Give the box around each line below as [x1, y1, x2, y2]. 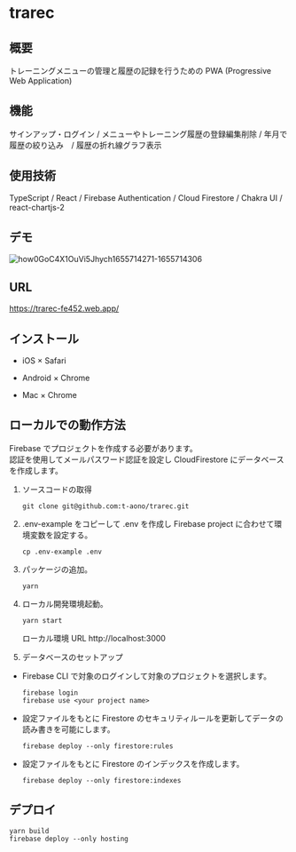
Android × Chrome [21, 372, 90, 384]
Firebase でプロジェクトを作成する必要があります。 [9, 442, 198, 453]
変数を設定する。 [29, 530, 93, 540]
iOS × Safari [21, 355, 66, 366]
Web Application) [9, 76, 73, 86]
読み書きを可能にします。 [21, 723, 115, 735]
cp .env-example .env [21, 547, 102, 556]
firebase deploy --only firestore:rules [21, 741, 174, 751]
